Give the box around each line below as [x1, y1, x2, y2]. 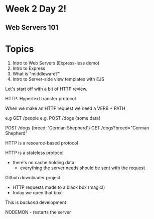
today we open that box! [12, 189, 63, 195]
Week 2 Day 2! [5, 3, 67, 15]
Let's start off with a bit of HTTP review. [5, 86, 88, 92]
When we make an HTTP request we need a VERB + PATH [5, 105, 125, 111]
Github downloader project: [5, 174, 62, 180]
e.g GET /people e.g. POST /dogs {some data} [5, 115, 101, 121]
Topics [5, 43, 34, 54]
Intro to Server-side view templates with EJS [12, 76, 104, 82]
